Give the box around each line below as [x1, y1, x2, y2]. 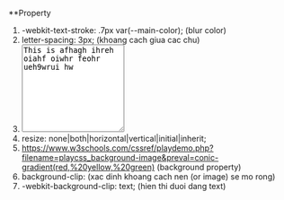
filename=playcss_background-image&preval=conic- [21, 152, 219, 162]
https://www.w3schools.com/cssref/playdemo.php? [21, 143, 214, 153]
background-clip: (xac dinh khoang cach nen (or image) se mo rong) [21, 171, 276, 182]
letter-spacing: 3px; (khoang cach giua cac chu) [21, 35, 200, 45]
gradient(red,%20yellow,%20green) [21, 161, 155, 172]
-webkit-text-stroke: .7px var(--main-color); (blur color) [21, 25, 226, 35]
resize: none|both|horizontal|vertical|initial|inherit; [21, 134, 207, 143]
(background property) [156, 161, 242, 172]
